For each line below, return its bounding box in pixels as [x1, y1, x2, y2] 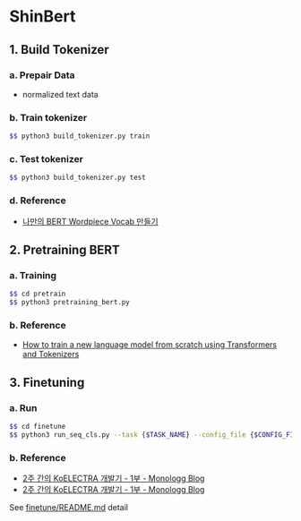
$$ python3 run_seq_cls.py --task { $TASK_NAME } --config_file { [9, 430, 254, 440]
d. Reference [9, 194, 66, 207]
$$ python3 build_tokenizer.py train [9, 132, 150, 141]
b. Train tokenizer [9, 111, 88, 124]
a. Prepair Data [9, 69, 75, 81]
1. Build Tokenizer [9, 42, 109, 57]
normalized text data [21, 89, 99, 99]
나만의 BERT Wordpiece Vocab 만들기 [21, 216, 159, 226]
